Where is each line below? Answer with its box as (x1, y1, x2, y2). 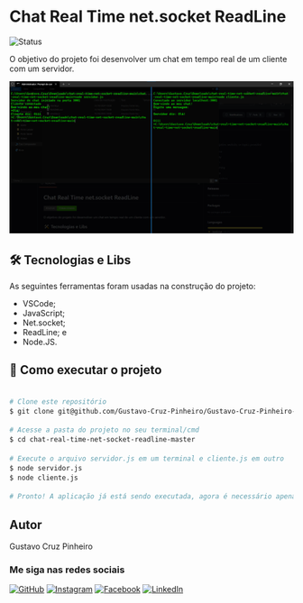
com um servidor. (9, 63, 75, 74)
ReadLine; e (22, 326, 68, 337)
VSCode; (22, 297, 57, 308)
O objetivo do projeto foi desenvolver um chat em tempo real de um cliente (9, 53, 288, 64)
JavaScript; (22, 307, 66, 318)
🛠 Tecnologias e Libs (9, 252, 132, 268)
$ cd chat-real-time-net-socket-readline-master (9, 435, 196, 444)
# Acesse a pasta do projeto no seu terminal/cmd (9, 425, 200, 434)
